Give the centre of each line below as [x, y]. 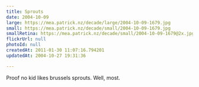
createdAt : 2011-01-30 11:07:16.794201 [55, 50]
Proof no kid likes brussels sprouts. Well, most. [63, 78]
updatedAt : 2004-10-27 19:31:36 [46, 56]
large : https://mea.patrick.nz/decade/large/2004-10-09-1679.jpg [88, 22]
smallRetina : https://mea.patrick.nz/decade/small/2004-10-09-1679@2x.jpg [100, 34]
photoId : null [24, 45]
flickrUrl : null [26, 39]
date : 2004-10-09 [28, 17]
